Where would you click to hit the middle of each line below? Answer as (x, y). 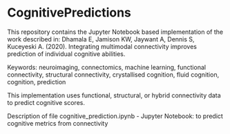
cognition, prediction (37, 82)
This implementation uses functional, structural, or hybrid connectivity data (114, 95)
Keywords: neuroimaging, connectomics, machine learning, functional (106, 67)
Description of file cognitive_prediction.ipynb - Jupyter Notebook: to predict (115, 116)
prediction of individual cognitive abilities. (66, 54)
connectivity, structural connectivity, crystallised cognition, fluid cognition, (113, 75)
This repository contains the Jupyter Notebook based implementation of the (115, 32)
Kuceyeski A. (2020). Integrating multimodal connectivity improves (102, 46)
